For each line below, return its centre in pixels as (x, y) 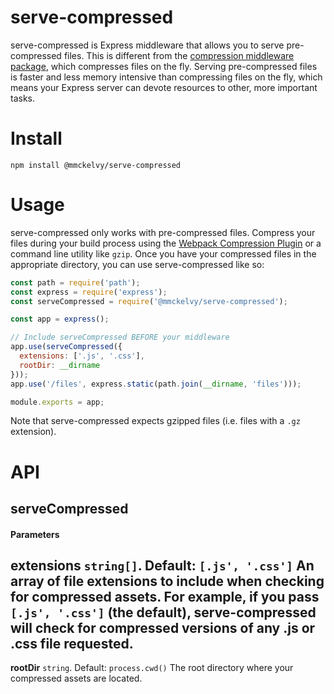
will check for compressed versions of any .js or (163, 628)
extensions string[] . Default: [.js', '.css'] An (162, 565)
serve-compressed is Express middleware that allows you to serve (147, 45)
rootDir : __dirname (60, 365)
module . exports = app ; (57, 402)
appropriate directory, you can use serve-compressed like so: (137, 264)
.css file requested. (72, 644)
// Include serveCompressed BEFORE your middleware (120, 337)
